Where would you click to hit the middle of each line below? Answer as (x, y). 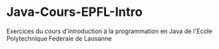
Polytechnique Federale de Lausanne (59, 38)
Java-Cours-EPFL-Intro (74, 12)
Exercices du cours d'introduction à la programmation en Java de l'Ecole (109, 31)
